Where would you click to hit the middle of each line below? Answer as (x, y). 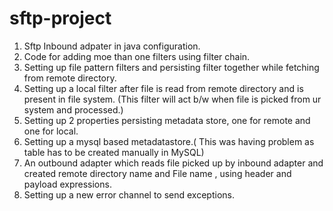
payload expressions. (67, 184)
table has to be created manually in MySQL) (114, 152)
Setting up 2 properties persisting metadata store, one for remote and (167, 120)
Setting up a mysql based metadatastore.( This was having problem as (169, 141)
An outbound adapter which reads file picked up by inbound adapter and (173, 163)
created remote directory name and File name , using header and (157, 173)
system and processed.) (73, 109)
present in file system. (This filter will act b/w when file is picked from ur (172, 99)
